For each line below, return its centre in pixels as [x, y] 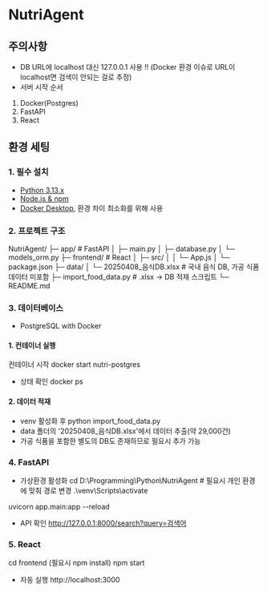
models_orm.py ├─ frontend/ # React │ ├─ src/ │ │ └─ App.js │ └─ [119, 257]
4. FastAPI [29, 462]
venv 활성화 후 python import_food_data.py [90, 421]
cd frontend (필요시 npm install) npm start [77, 563]
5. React [25, 544]
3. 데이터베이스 [36, 308]
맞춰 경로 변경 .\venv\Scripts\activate [88, 490]
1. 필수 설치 [28, 172]
